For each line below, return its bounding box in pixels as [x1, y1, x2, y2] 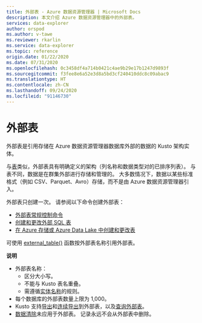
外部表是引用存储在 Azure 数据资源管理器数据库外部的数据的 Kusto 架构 [6, 142, 184, 149]
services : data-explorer [6, 20, 69, 26]
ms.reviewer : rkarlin [6, 37, 61, 43]
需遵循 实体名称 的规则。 [24, 287, 83, 295]
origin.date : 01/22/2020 [6, 54, 69, 60]
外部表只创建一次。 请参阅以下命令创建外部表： [6, 198, 125, 206]
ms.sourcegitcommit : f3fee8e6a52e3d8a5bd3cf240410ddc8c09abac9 [6, 71, 169, 77]
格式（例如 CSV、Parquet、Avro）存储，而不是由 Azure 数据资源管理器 [6, 178, 184, 185]
